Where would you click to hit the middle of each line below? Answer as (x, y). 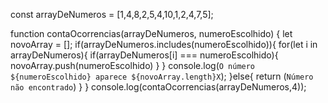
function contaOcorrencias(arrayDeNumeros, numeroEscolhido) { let (151, 33)
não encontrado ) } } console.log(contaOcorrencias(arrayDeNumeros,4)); (158, 87)
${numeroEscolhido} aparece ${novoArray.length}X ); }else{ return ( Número (162, 76)
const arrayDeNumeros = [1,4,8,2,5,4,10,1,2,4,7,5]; (112, 14)
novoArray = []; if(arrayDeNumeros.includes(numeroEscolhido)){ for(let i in (164, 44)
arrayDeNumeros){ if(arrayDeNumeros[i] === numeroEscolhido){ (144, 55)
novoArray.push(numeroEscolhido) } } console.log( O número (133, 65)
